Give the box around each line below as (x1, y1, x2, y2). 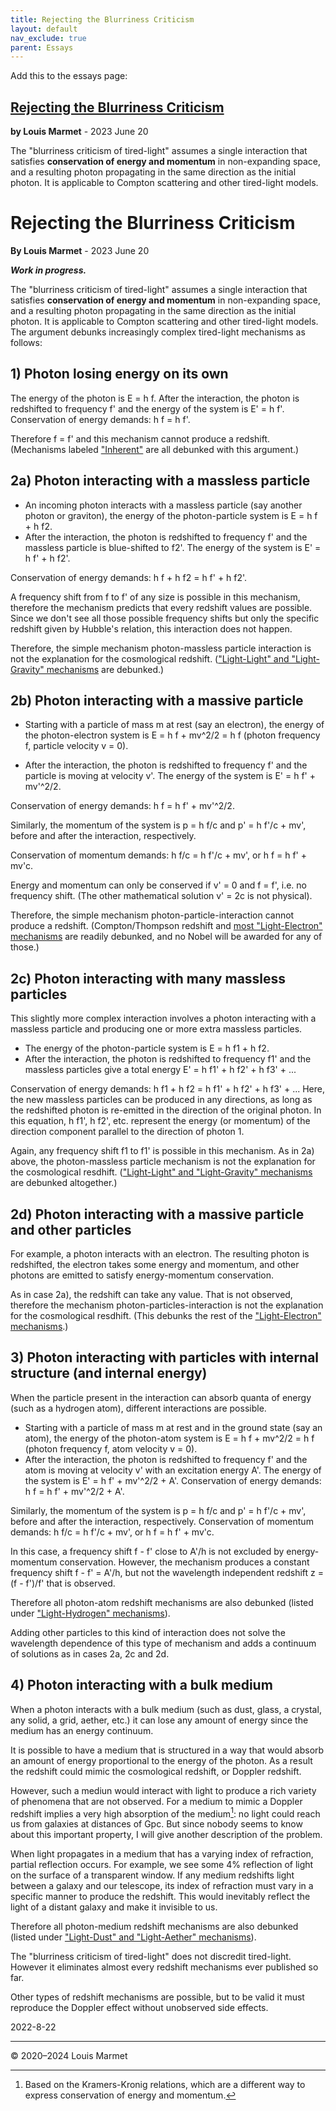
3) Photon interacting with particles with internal (10, 1349, 320, 1366)
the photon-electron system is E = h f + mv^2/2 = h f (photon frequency (24, 729, 321, 741)
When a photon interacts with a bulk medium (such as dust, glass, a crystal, (10, 1703, 322, 1715)
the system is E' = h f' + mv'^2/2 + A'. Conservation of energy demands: (24, 1474, 322, 1486)
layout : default (10, 24, 78, 34)
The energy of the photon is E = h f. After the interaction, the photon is (10, 392, 300, 404)
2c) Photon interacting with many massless (10, 970, 287, 987)
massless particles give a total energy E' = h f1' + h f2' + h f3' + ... (24, 1064, 297, 1076)
